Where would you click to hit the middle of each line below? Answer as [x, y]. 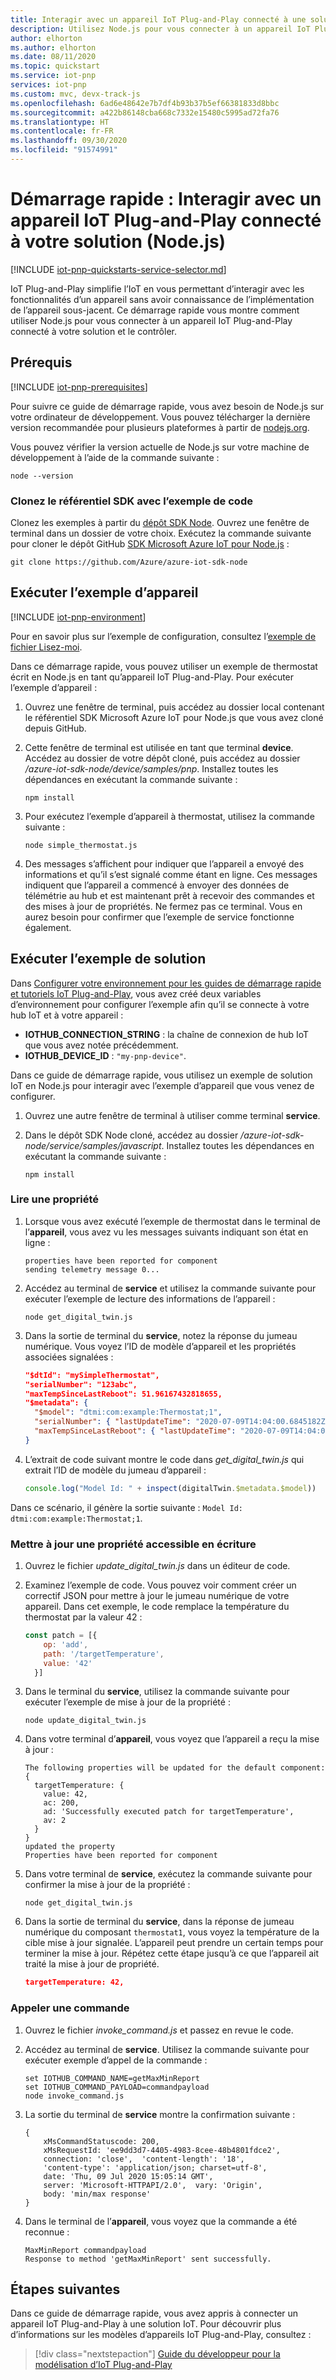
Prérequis [41, 362]
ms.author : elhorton [53, 47]
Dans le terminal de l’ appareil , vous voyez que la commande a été [161, 2221]
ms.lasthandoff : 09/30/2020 [69, 141]
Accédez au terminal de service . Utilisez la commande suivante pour [167, 2049]
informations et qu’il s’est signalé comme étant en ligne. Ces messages [171, 874]
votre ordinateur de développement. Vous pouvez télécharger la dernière [160, 417]
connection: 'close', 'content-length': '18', [144, 2159]
